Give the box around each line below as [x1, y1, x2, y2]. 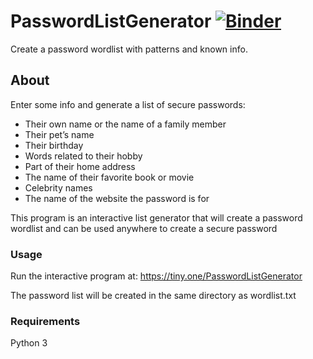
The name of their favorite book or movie [24, 171, 195, 183]
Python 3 [10, 337, 48, 349]
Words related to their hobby [24, 150, 143, 162]
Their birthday [24, 139, 84, 151]
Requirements [10, 314, 81, 328]
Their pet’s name [24, 128, 95, 140]
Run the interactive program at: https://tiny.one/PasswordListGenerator [10, 270, 303, 282]
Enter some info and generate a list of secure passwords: [10, 98, 246, 110]
